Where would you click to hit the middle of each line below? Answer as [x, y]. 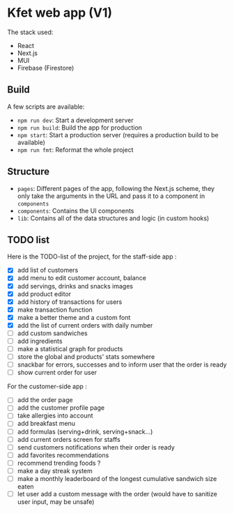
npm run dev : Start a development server [75, 120]
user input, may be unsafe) [56, 502]
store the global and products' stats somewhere [86, 357]
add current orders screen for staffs [69, 439]
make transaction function [55, 309]
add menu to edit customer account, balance [81, 278]
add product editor [44, 293]
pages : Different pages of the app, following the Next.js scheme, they [116, 188]
